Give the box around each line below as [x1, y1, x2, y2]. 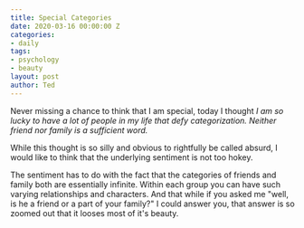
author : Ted [10, 81, 55, 90]
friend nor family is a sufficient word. [10, 124, 148, 136]
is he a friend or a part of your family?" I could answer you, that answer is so [10, 198, 295, 209]
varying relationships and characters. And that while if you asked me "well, [10, 188, 289, 199]
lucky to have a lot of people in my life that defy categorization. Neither [10, 115, 277, 126]
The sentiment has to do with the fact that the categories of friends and [10, 169, 277, 180]
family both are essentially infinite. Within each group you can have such [10, 178, 281, 190]
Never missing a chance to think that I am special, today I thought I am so [10, 105, 284, 116]
